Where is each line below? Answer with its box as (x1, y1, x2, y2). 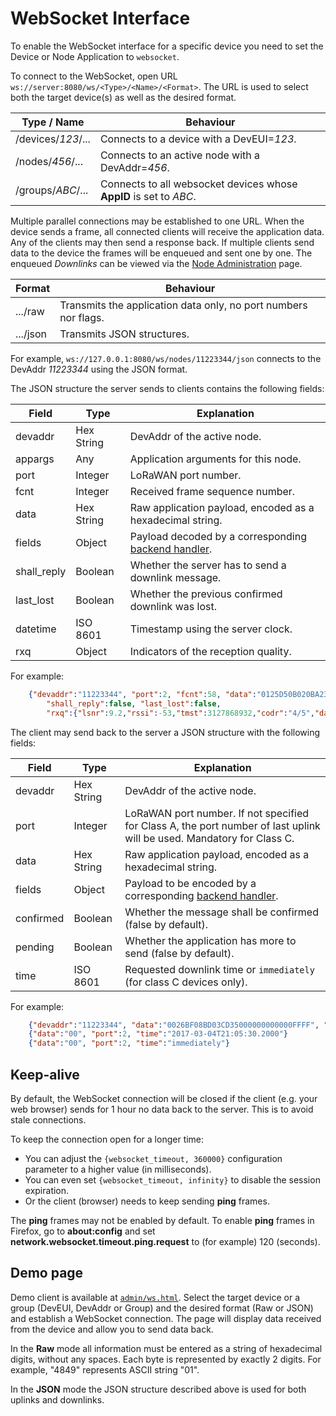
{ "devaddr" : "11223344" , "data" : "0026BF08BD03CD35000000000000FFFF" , (28, 1020, 320, 1030)
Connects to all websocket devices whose (99, 177, 298, 191)
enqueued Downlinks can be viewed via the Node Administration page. (10, 257, 303, 269)
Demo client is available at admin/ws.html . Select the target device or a (10, 1291, 301, 1303)
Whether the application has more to (124, 933, 297, 947)
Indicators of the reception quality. (129, 644, 292, 658)
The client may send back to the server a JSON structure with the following (10, 726, 321, 738)
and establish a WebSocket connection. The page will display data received (10, 1312, 322, 1324)
